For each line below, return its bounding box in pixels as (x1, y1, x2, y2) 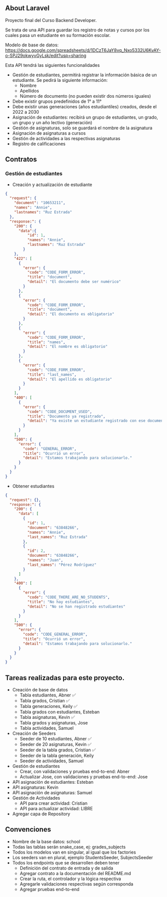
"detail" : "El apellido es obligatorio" (27, 377, 112, 382)
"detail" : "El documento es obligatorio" (27, 312, 114, 317)
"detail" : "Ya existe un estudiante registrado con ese (27, 419, 146, 424)
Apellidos (19, 87, 39, 94)
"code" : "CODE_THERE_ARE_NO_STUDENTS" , (27, 595, 110, 600)
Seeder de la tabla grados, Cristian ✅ (19, 747, 96, 753)
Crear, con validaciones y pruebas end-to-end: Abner (19, 768, 130, 774)
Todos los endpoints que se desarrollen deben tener (12, 860, 120, 866)
